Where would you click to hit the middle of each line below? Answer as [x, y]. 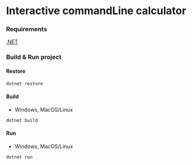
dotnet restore [25, 83]
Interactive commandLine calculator [96, 11]
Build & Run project [34, 57]
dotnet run [19, 157]
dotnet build [22, 120]
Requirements [27, 29]
